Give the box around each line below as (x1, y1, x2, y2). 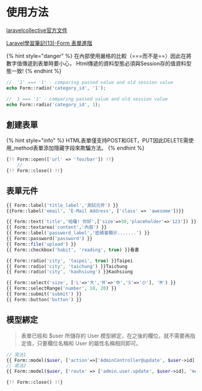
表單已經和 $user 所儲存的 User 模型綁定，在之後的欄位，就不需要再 (20, 332, 191, 339)
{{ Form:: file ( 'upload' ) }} (6, 241, 77, 247)
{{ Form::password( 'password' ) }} (6, 236, 93, 242)
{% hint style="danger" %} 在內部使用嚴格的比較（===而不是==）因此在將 (6, 52, 192, 59)
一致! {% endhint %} (11, 67, 62, 74)
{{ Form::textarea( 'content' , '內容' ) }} (6, 224, 107, 230)
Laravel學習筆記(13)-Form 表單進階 (6, 39, 93, 46)
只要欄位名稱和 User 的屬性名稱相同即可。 (37, 339, 141, 347)
